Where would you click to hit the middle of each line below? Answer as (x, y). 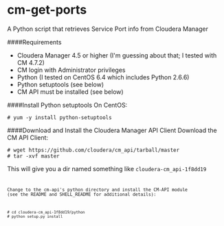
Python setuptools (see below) (60, 84)
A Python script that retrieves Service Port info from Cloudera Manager (108, 29)
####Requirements (34, 42)
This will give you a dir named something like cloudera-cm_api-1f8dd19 (107, 168)
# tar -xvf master (33, 156)
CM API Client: (28, 137)
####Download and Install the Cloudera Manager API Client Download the (112, 130)
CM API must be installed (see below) (70, 92)
